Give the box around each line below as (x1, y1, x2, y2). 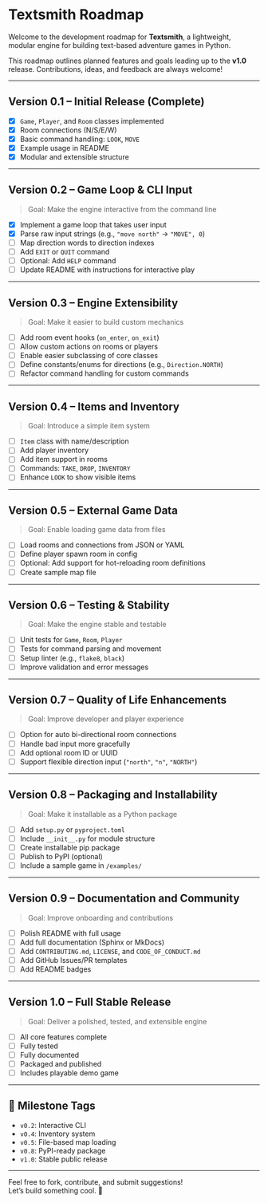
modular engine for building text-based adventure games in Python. (8, 40, 231, 49)
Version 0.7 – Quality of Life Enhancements (8, 693, 227, 707)
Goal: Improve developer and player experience (27, 714, 185, 724)
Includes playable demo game (19, 1068, 120, 1078)
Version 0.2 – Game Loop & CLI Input (8, 183, 193, 197)
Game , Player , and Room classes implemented (19, 116, 164, 125)
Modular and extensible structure (19, 152, 129, 161)
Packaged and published (19, 1059, 102, 1068)
